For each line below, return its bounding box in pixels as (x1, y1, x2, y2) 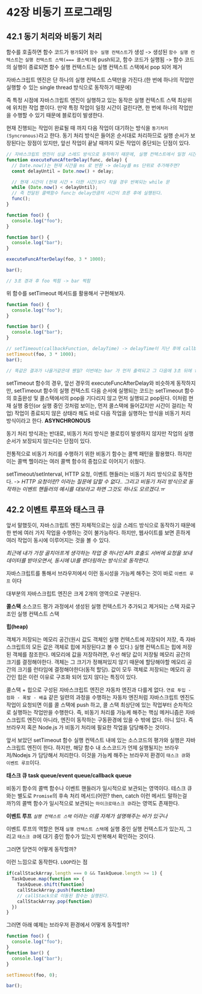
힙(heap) (6, 623, 28, 630)
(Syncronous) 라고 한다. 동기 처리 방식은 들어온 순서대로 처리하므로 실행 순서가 (6, 132, 189, 139)
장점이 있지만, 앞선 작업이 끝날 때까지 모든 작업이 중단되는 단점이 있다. (26, 140, 191, 146)
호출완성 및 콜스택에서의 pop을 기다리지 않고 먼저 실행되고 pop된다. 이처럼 (12, 394, 188, 402)
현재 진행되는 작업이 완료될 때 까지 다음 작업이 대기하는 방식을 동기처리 (6, 124, 168, 131)
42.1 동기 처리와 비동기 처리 (6, 31, 102, 41)
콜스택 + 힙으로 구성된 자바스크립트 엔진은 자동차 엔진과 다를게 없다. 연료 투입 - (6, 686, 191, 693)
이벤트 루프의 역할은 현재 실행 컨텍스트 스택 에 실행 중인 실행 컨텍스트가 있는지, (6, 825, 186, 833)
